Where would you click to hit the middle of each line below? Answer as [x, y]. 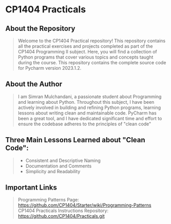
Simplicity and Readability [53, 171]
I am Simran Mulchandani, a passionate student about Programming [90, 97]
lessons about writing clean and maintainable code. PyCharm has [87, 113]
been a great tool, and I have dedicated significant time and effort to [90, 118]
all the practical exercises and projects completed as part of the [85, 46]
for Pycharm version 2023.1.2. [50, 68]
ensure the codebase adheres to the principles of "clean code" [84, 124]
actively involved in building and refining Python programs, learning [89, 107]
